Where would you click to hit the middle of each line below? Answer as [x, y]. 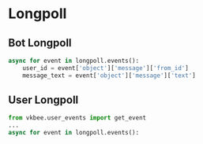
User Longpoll [43, 100]
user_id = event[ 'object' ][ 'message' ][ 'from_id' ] [106, 68]
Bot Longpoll [40, 43]
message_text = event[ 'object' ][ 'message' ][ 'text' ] [109, 76]
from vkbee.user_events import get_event [77, 118]
